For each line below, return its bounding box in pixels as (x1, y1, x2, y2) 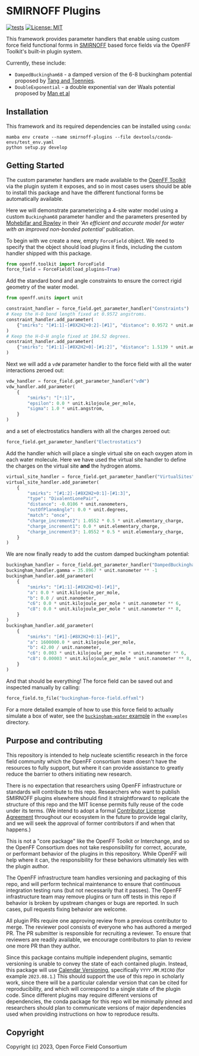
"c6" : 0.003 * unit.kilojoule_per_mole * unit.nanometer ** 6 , (27, 650, 187, 656)
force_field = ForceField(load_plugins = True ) (6, 267, 120, 273)
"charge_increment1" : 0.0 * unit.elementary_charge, (27, 523, 161, 529)
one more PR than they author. (6, 942, 81, 949)
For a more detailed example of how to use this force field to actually (6, 706, 174, 713)
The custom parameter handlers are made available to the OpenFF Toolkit (6, 176, 186, 183)
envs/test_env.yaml (6, 139, 54, 145)
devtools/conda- (133, 134, 174, 140)
